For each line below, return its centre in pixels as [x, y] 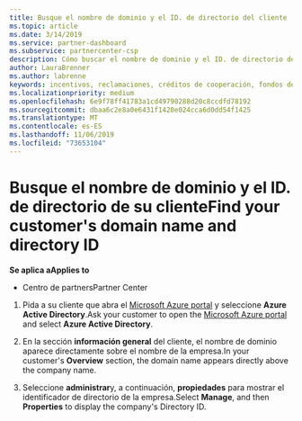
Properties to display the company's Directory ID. [114, 407]
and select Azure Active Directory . [88, 324]
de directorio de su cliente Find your [145, 206]
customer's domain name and [123, 225]
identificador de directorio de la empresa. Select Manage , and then [146, 397]
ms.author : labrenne [48, 76]
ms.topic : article [44, 26]
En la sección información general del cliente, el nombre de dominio [149, 341]
